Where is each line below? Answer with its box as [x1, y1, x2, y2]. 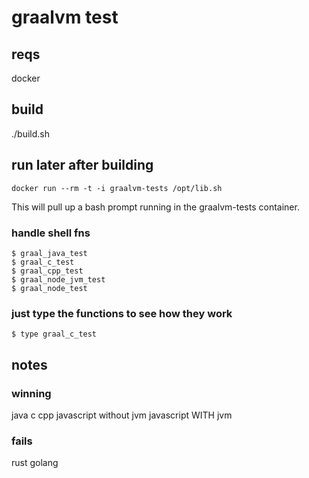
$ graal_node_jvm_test [11, 274, 106, 285]
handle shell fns [11, 226, 91, 240]
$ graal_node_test [11, 283, 88, 293]
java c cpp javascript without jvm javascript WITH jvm [11, 409, 233, 421]
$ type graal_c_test [11, 329, 98, 340]
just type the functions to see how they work [11, 306, 233, 320]
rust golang [11, 457, 59, 469]
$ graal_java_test [11, 248, 88, 258]
